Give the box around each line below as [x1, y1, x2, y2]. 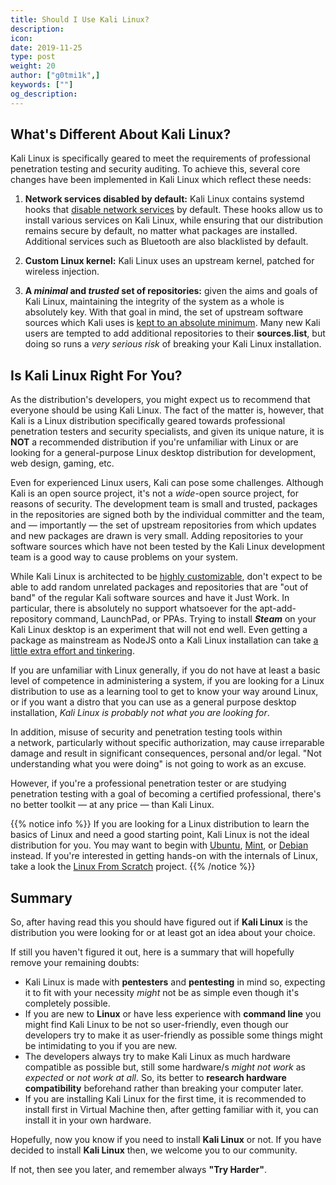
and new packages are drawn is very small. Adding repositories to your [10, 530, 304, 542]
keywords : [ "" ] [10, 80, 74, 90]
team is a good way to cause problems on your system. [10, 551, 239, 563]
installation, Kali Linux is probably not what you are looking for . [10, 707, 270, 719]
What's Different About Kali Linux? [10, 126, 232, 143]
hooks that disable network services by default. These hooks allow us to [24, 204, 323, 216]
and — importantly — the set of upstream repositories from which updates [10, 519, 317, 531]
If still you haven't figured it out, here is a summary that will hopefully [10, 946, 295, 958]
